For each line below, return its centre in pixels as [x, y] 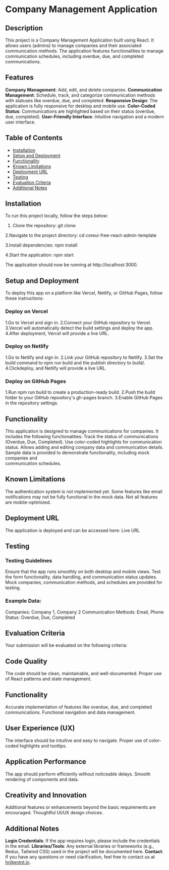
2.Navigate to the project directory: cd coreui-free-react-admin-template [81, 235]
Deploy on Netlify [27, 346]
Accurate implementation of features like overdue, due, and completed [79, 707]
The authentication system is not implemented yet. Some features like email [84, 491]
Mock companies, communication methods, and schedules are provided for [84, 583]
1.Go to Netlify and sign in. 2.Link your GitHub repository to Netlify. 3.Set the [84, 357]
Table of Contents [34, 138]
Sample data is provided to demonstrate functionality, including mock [77, 452]
